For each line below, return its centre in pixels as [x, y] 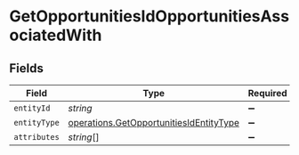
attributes [36, 137]
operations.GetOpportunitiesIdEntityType [154, 122]
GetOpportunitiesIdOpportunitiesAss [149, 16]
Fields [27, 68]
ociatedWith [56, 35]
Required [267, 93]
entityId [32, 108]
